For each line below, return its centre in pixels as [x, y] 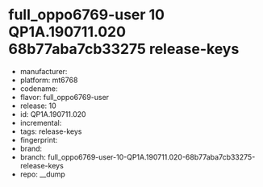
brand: [31, 148]
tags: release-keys [51, 131]
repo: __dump [43, 174]
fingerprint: [39, 139]
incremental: [41, 123]
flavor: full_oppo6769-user [65, 97]
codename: [39, 88]
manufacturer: [44, 71]
